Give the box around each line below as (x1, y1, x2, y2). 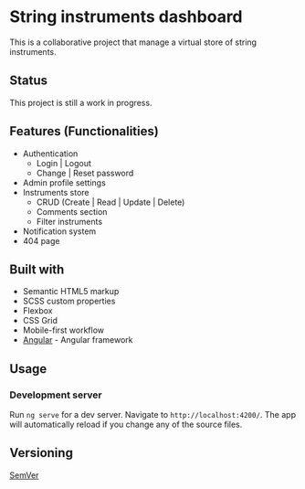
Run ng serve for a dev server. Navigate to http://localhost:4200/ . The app (9, 409, 297, 420)
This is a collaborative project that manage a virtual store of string (9, 37, 258, 48)
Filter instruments (36, 216, 103, 227)
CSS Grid (22, 315, 58, 326)
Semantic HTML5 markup (22, 286, 120, 297)
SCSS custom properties (22, 295, 116, 307)
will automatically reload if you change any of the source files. (9, 419, 243, 431)
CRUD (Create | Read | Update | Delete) (36, 197, 185, 207)
